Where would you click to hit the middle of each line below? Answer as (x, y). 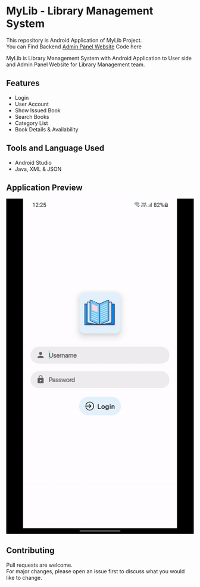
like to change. (24, 577)
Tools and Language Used (55, 148)
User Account (32, 104)
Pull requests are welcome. (39, 565)
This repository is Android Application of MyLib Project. (74, 40)
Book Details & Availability (46, 129)
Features (23, 83)
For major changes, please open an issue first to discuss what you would (96, 571)
